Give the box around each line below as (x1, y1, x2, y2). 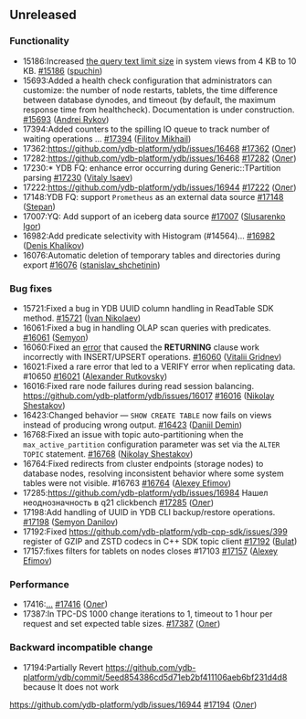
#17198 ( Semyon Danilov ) (22, 516, 119, 527)
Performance (9, 577, 70, 590)
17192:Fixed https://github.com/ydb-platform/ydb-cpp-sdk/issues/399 (22, 525, 288, 537)
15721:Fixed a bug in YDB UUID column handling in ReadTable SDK (22, 302, 274, 313)
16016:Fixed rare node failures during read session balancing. (22, 380, 254, 391)
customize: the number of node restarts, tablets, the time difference (22, 84, 279, 95)
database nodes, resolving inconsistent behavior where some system (22, 468, 285, 479)
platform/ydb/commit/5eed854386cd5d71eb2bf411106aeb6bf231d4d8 (22, 671, 288, 682)
